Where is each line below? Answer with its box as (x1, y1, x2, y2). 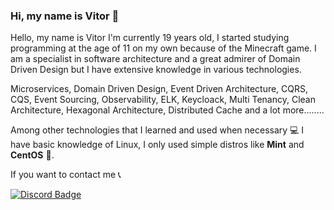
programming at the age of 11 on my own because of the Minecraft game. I (10, 42, 317, 54)
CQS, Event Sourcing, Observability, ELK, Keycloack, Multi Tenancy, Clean (10, 94, 316, 106)
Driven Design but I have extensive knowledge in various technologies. (10, 64, 302, 76)
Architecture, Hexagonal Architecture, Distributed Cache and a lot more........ (10, 104, 325, 116)
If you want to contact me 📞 (10, 169, 122, 181)
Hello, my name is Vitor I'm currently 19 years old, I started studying (10, 32, 290, 44)
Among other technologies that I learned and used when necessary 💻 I (10, 124, 305, 136)
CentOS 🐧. (10, 149, 55, 161)
